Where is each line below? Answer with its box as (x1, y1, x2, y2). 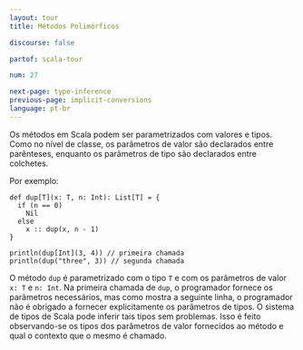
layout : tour (9, 13, 59, 23)
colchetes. (9, 158, 49, 169)
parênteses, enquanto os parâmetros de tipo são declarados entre (9, 148, 257, 159)
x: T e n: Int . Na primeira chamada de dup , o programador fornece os (9, 282, 274, 293)
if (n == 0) (17, 200, 64, 209)
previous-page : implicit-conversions (9, 96, 152, 105)
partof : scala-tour (9, 54, 83, 63)
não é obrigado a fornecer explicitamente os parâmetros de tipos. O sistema (9, 301, 295, 312)
